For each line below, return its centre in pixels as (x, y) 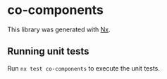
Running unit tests (48, 51)
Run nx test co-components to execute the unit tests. (83, 68)
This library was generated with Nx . (59, 29)
